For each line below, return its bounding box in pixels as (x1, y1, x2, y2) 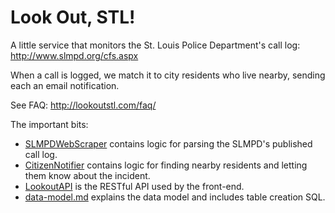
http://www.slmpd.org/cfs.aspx (10, 49, 139, 61)
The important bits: (10, 118, 89, 130)
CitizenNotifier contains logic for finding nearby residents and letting (24, 159, 308, 171)
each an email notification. (10, 79, 120, 91)
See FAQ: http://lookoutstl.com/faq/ (10, 99, 157, 111)
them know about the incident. (24, 169, 151, 181)
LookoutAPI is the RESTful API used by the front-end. (24, 180, 245, 192)
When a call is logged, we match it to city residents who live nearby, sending (10, 69, 326, 81)
